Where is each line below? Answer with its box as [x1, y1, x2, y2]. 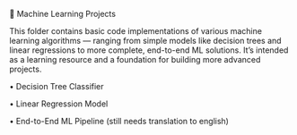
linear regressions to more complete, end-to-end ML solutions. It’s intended [9, 45, 289, 55]
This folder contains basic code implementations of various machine [9, 26, 263, 36]
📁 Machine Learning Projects [9, 9, 117, 19]
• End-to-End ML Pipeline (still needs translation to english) [9, 116, 229, 126]
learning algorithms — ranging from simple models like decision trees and [9, 36, 282, 46]
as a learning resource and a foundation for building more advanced [9, 55, 261, 64]
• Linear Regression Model [9, 98, 109, 109]
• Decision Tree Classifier [9, 81, 105, 91]
